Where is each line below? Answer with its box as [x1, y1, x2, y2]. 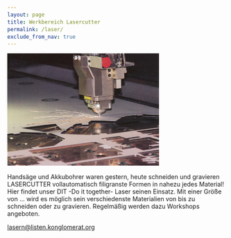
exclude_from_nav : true [7, 33, 76, 40]
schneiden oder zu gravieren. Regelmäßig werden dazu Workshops [7, 202, 200, 211]
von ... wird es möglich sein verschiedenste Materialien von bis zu [7, 195, 196, 203]
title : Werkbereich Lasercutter [7, 18, 101, 26]
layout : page [7, 11, 45, 18]
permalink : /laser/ [7, 26, 64, 33]
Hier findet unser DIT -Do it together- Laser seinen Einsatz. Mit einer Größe [7, 187, 222, 196]
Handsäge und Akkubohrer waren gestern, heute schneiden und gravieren [7, 173, 220, 181]
